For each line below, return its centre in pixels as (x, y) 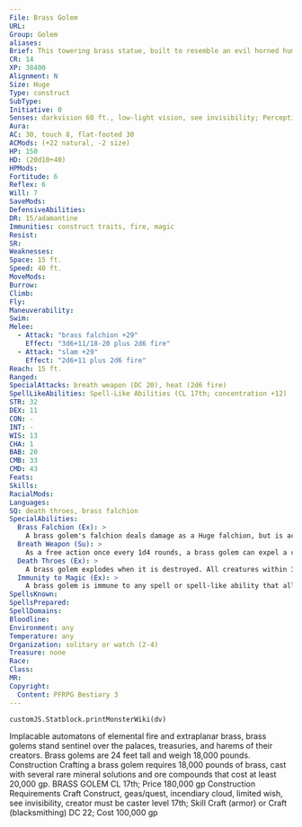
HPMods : (24, 168)
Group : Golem (34, 34)
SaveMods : (28, 202)
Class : (22, 670)
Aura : (19, 127)
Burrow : (24, 285)
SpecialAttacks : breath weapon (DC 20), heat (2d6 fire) (118, 386)
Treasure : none (38, 653)
